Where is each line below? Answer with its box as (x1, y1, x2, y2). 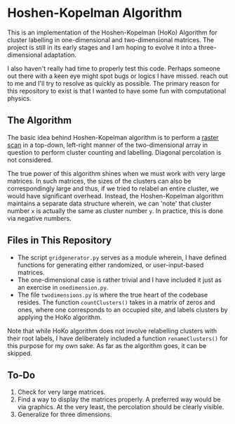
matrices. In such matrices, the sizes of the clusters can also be (7, 176, 192, 185)
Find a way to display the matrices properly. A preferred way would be (17, 395, 221, 404)
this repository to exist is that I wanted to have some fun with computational (7, 86, 227, 95)
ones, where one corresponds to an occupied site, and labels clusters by (17, 305, 228, 314)
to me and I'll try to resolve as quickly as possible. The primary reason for (7, 79, 220, 87)
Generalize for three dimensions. (17, 410, 112, 419)
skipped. (7, 349, 33, 357)
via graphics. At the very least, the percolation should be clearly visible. (17, 403, 224, 411)
